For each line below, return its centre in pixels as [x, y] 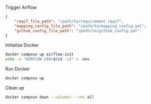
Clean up [15, 88]
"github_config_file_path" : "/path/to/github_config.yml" [77, 31]
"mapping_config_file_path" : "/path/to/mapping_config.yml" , [80, 26]
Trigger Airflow [21, 7]
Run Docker [18, 69]
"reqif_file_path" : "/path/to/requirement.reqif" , [69, 21]
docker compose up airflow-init [39, 55]
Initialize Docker [22, 45]
